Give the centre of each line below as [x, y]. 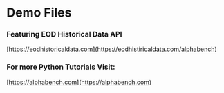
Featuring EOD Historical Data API [64, 34]
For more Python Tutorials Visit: [61, 67]
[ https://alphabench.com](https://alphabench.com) [79, 82]
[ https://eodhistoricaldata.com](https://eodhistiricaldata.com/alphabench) [112, 49]
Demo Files [39, 13]
